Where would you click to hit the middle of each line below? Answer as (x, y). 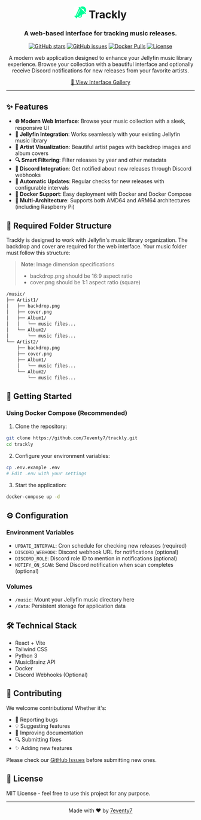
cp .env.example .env (33, 467)
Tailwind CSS (31, 649)
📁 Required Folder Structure (59, 225)
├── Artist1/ (22, 300)
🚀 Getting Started (39, 396)
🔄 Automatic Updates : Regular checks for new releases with (89, 181)
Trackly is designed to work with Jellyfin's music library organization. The (97, 240)
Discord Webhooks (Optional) (51, 675)
